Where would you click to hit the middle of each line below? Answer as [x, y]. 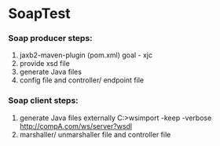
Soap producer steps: [50, 38]
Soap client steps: [43, 100]
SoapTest [39, 14]
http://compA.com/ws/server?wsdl [76, 126]
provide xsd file [45, 64]
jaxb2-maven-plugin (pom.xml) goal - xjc [86, 55]
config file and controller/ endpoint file [81, 80]
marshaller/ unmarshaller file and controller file [95, 134]
